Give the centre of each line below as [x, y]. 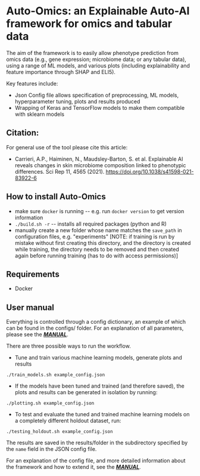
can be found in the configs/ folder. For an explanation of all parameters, [95, 328]
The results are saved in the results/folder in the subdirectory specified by [97, 443]
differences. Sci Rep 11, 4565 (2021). [60, 171]
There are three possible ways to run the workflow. [68, 346]
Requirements [33, 274]
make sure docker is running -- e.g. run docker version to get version [99, 211]
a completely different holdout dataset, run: [68, 421]
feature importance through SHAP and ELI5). [61, 72]
